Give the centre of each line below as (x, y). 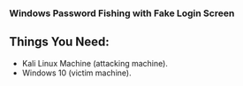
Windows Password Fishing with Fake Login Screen (122, 13)
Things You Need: (60, 42)
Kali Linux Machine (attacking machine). (95, 63)
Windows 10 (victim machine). (76, 73)
